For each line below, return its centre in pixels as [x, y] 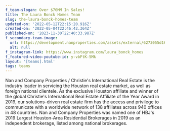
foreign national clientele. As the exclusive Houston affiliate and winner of [82, 91]
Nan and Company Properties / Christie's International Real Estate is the [80, 81]
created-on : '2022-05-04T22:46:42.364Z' [49, 29]
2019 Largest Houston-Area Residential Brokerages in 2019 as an [73, 118]
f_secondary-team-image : [31, 38]
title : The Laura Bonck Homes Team [43, 15]
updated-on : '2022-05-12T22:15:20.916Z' [49, 24]
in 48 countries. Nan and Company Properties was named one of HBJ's [80, 113]
